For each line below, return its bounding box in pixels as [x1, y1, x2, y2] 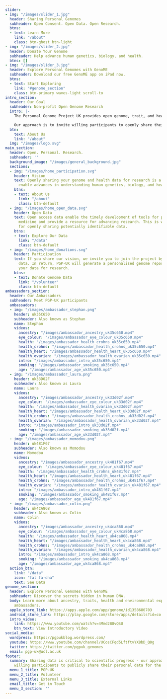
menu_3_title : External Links [9, 677, 72, 682]
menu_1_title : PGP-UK [9, 668, 55, 673]
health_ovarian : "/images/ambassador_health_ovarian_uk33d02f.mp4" [18, 418, 162, 423]
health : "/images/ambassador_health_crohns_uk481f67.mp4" [18, 469, 141, 474]
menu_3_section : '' [9, 686, 50, 691]
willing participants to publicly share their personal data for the [14, 663, 162, 668]
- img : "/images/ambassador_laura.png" [9, 372, 92, 377]
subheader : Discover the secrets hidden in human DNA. [9, 594, 126, 599]
